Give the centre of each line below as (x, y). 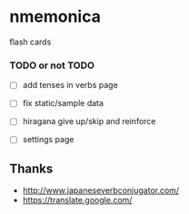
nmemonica (55, 17)
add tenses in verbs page (70, 85)
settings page (48, 140)
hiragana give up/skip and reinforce (89, 122)
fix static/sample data (63, 103)
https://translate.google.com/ (77, 200)
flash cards (30, 42)
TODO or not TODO (52, 65)
